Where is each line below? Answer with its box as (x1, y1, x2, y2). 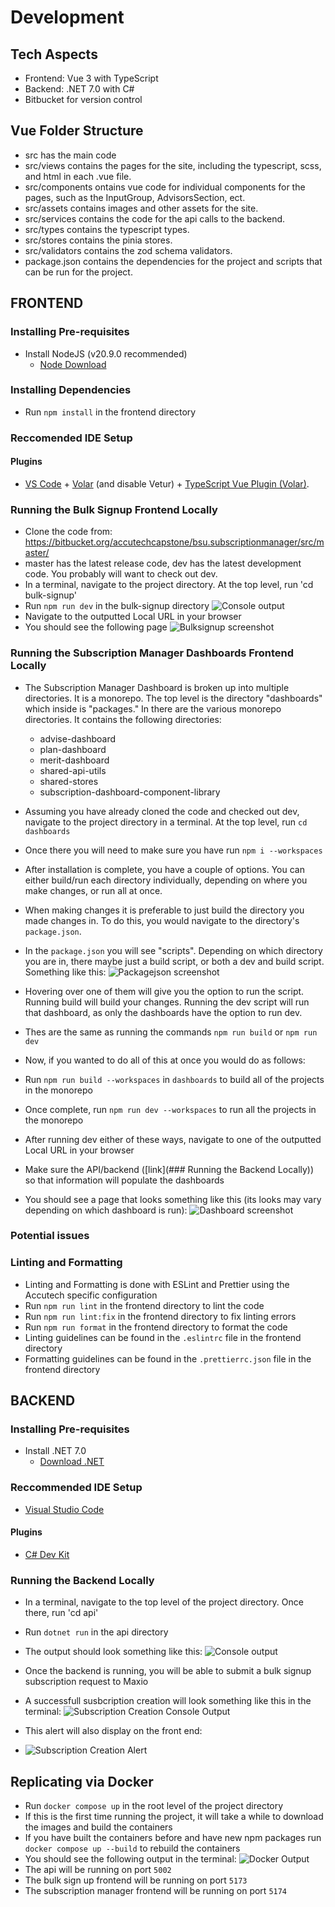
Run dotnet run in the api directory (24, 1626, 169, 1638)
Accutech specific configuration (24, 1289, 158, 1301)
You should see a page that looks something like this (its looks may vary (24, 1193, 322, 1205)
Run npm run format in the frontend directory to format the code (24, 1321, 288, 1333)
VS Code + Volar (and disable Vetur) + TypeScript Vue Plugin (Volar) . (24, 477, 310, 490)
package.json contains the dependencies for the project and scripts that (24, 255, 323, 267)
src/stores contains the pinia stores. (24, 234, 173, 246)
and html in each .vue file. (24, 170, 132, 182)
